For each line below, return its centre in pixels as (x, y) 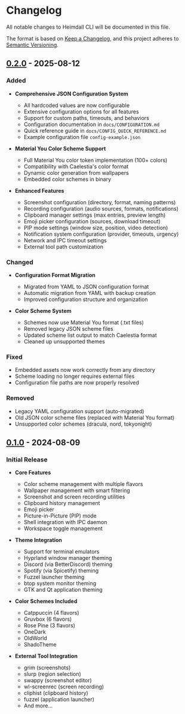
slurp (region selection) (53, 674)
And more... (38, 706)
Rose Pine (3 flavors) (50, 626)
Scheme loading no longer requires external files (75, 376)
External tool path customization (63, 247)
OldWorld (36, 638)
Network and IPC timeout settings (65, 240)
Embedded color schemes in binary (67, 179)
